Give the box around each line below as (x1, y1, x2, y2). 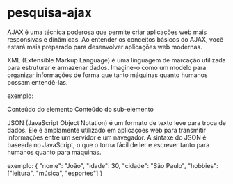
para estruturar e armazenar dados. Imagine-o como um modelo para (7, 63, 207, 72)
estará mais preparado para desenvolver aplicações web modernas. (7, 42, 203, 51)
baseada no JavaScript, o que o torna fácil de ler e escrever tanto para (7, 140, 210, 149)
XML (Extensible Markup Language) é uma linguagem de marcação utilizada (7, 56, 226, 64)
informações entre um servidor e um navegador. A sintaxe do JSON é (7, 133, 207, 142)
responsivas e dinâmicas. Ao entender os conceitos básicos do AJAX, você (7, 35, 224, 43)
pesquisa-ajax (7, 5, 93, 21)
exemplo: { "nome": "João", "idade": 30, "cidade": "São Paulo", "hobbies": (7, 161, 219, 169)
